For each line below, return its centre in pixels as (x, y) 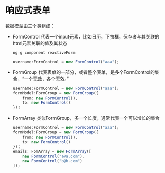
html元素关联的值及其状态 (40, 43)
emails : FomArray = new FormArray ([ (52, 151)
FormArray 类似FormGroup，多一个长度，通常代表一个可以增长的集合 (86, 118)
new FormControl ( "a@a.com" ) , (53, 156)
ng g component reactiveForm (44, 53)
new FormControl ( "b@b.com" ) (52, 161)
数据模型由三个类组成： (30, 26)
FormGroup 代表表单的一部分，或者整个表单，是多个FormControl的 (84, 72)
